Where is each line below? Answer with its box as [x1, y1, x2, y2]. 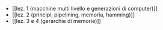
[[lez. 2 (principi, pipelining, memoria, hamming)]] [11, 11, 135, 18]
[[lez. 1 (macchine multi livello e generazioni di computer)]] [11, 5, 158, 12]
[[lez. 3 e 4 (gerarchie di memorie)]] [11, 18, 101, 24]
